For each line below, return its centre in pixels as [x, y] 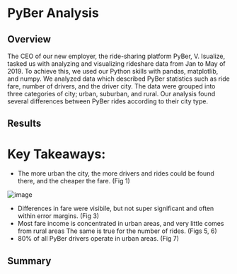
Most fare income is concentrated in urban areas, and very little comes [121, 224]
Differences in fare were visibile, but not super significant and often [116, 209]
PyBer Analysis [53, 13]
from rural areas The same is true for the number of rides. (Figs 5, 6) [117, 231]
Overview [29, 39]
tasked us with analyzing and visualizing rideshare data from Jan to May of [116, 64]
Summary [29, 261]
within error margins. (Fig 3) [58, 216]
